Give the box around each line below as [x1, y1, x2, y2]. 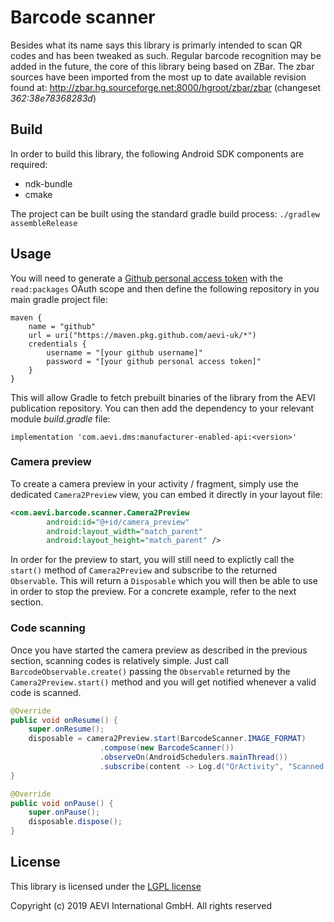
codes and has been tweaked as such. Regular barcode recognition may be [10, 49, 322, 61]
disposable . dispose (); [28, 817, 123, 827]
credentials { [28, 339, 87, 349]
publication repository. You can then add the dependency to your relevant [10, 402, 315, 414]
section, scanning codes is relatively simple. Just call [10, 654, 229, 666]
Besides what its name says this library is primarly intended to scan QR [10, 39, 303, 51]
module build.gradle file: [10, 412, 111, 425]
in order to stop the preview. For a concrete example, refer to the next [10, 586, 297, 598]
